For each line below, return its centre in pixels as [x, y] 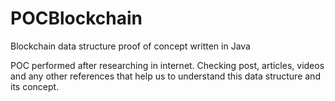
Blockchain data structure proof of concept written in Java [130, 46]
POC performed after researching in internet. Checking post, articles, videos [167, 65]
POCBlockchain [76, 18]
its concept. [35, 86]
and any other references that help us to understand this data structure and [165, 76]
